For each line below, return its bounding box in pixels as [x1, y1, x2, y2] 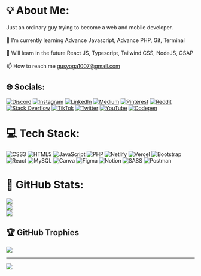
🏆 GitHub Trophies [6, 227, 80, 238]
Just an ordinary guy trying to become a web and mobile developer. [6, 23, 173, 31]
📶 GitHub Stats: [6, 178, 84, 191]
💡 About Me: [6, 4, 70, 17]
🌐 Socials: [6, 82, 45, 92]
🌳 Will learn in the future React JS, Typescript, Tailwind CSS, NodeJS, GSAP [6, 49, 193, 56]
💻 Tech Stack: [6, 127, 80, 140]
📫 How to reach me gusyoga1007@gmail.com [6, 62, 121, 70]
